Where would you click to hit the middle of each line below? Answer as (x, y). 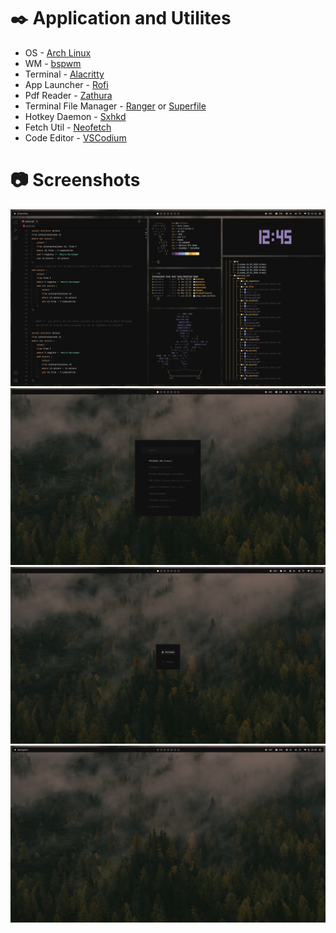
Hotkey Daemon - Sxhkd (75, 116)
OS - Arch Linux (58, 52)
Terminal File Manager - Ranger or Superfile (115, 106)
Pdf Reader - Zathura (68, 95)
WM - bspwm (53, 63)
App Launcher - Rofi (66, 84)
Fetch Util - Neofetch (68, 127)
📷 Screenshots (75, 180)
